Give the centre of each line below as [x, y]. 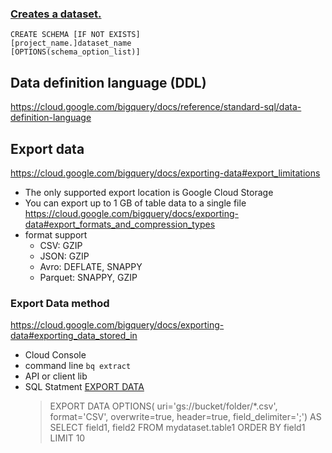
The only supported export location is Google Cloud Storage [149, 192]
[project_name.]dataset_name [71, 43]
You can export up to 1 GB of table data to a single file [135, 203]
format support [56, 234]
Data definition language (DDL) [108, 82]
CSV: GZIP [61, 245]
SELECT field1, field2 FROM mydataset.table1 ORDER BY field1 [177, 428]
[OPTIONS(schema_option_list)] [75, 52]
